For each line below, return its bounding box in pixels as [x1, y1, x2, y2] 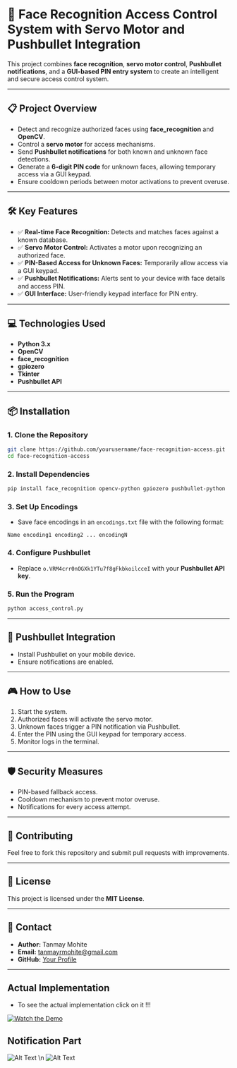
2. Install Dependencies [7, 469, 90, 479]
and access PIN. [17, 281, 66, 290]
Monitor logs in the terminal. [17, 737, 100, 746]
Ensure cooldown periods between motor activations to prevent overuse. [17, 177, 229, 186]
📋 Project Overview [7, 102, 97, 115]
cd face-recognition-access [7, 452, 90, 459]
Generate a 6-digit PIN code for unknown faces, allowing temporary [17, 162, 217, 171]
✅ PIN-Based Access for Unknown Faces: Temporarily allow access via [17, 258, 229, 267]
